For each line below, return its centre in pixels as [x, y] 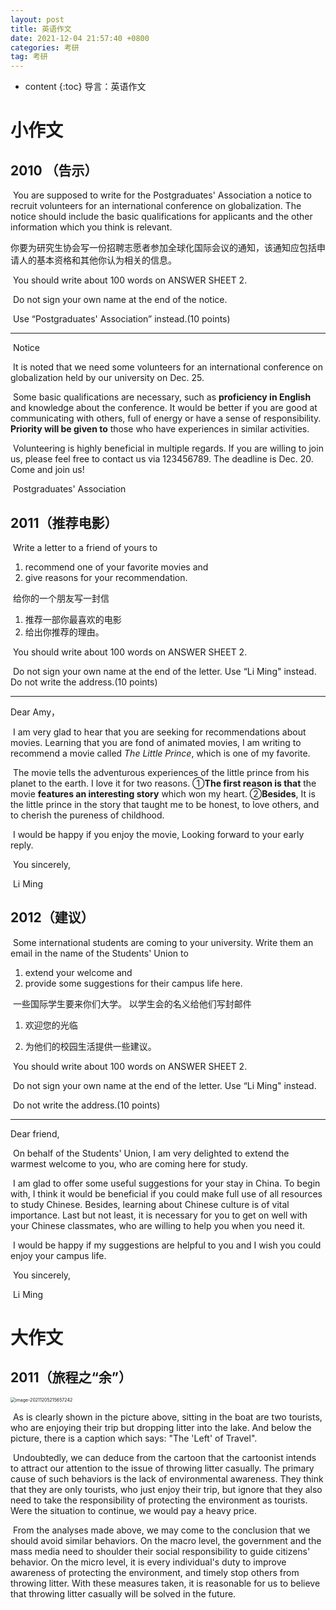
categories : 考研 [45, 47]
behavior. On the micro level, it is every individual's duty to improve [148, 1562]
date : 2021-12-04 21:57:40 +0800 [80, 38]
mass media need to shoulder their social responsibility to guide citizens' [160, 1551]
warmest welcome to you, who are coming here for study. [129, 1163]
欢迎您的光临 [51, 1025]
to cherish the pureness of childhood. [87, 815]
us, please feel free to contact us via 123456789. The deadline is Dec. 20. [162, 459]
